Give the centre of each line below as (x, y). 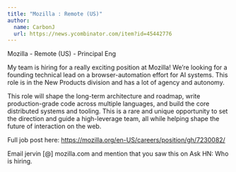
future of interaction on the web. (54, 126)
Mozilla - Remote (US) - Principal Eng (62, 54)
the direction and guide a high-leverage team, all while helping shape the (113, 119)
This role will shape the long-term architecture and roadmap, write (104, 96)
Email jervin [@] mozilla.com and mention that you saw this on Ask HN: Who (118, 154)
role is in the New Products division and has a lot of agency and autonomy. (116, 83)
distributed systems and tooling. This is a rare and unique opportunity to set (118, 111)
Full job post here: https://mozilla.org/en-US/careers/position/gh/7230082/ (117, 140)
